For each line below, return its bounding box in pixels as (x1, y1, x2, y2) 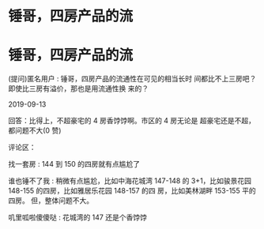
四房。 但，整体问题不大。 (8, 196, 93, 205)
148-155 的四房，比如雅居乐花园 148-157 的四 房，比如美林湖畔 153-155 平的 (8, 186, 256, 196)
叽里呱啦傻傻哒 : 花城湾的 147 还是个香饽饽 (8, 212, 148, 222)
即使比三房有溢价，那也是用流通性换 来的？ (8, 84, 149, 93)
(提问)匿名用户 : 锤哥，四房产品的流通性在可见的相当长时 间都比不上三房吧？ (8, 74, 257, 84)
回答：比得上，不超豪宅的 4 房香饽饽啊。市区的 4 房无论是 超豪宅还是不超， (8, 116, 255, 126)
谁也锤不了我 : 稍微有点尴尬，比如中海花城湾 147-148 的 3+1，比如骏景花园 (8, 176, 251, 186)
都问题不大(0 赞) (8, 126, 62, 135)
